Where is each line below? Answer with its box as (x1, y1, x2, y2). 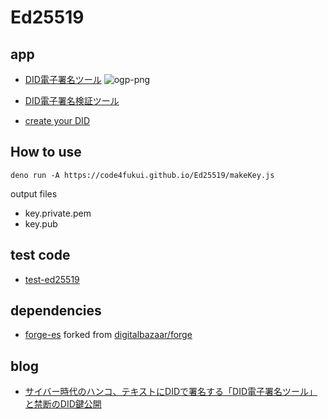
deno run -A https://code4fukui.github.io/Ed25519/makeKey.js (10, 170, 275, 180)
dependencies (10, 302, 102, 320)
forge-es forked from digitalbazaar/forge (24, 329, 193, 341)
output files (10, 187, 58, 200)
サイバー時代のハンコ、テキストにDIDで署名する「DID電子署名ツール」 (24, 386, 318, 398)
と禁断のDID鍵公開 (24, 398, 102, 410)
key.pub (24, 217, 58, 230)
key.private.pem (24, 207, 92, 219)
